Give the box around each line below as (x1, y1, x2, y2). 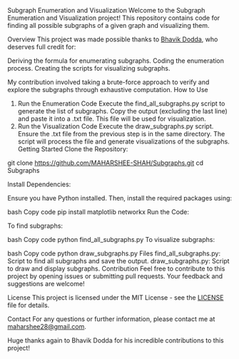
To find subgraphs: (7, 221, 63, 230)
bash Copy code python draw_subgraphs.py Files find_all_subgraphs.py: (7, 249, 221, 258)
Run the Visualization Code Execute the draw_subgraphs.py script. (17, 122, 214, 131)
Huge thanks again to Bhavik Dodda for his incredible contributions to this (7, 336, 224, 345)
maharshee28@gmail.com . (7, 323, 87, 330)
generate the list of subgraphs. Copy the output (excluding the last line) (17, 107, 228, 115)
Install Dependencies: (7, 180, 71, 188)
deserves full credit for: (7, 43, 76, 51)
